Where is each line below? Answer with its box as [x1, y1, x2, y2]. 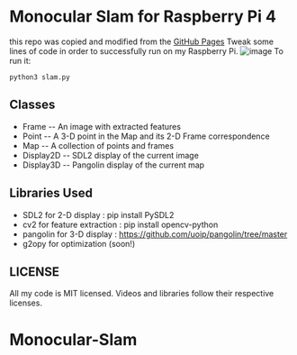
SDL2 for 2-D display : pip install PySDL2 [22, 209, 175, 220]
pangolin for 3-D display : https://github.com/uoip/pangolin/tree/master [22, 228, 288, 240]
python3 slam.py [9, 72, 70, 82]
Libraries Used [9, 186, 93, 201]
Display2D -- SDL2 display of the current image [22, 150, 200, 160]
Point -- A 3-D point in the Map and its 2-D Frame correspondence [22, 131, 270, 141]
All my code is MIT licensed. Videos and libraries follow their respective [9, 288, 274, 299]
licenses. [9, 297, 43, 308]
